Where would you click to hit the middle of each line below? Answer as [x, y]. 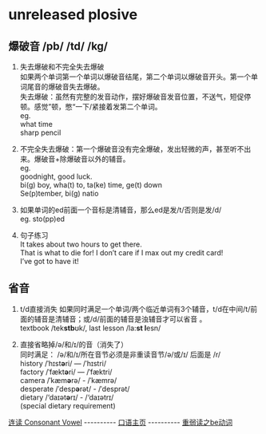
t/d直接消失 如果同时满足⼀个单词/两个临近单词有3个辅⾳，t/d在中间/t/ [135, 309]
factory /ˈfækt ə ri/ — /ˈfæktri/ [66, 372]
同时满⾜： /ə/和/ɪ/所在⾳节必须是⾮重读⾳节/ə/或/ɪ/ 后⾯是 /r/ [120, 354]
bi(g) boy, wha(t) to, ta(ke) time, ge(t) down [91, 185]
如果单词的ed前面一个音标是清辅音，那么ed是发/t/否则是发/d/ [121, 210]
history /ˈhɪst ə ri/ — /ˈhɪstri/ [63, 363]
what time [36, 124]
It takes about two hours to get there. [81, 244]
